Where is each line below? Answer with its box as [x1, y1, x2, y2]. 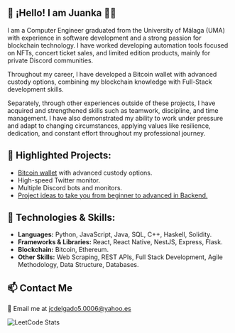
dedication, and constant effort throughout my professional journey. [7, 129, 206, 137]
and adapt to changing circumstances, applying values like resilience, [7, 121, 211, 130]
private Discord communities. [7, 56, 94, 65]
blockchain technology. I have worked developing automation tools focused [7, 40, 229, 50]
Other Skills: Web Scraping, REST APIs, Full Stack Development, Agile [17, 253, 224, 261]
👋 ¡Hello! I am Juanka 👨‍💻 [7, 7, 117, 19]
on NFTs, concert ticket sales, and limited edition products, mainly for [7, 48, 211, 57]
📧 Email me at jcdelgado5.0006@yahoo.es [7, 305, 131, 313]
